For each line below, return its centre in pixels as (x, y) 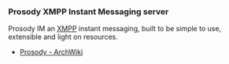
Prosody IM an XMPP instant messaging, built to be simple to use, (115, 29)
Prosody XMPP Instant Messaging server (89, 12)
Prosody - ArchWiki (51, 52)
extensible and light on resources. (63, 37)
